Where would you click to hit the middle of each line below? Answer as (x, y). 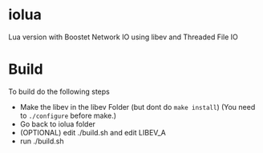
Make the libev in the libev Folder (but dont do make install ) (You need (138, 107)
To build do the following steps (59, 91)
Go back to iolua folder (58, 124)
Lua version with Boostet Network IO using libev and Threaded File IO (123, 37)
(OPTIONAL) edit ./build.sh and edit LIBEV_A (93, 132)
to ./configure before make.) (68, 115)
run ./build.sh (42, 141)
